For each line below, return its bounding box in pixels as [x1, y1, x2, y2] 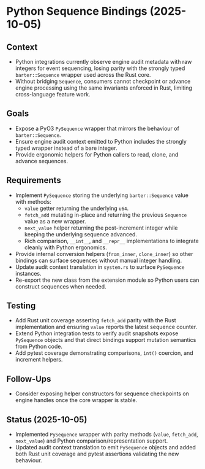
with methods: [15, 198, 52, 205]
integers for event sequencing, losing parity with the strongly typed [15, 64, 185, 72]
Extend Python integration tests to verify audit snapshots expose [15, 330, 179, 337]
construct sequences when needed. [15, 282, 106, 290]
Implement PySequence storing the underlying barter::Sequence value [15, 192, 188, 199]
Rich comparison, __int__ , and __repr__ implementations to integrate [24, 237, 199, 244]
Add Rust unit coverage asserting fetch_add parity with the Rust [15, 317, 176, 324]
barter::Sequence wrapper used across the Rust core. [15, 71, 151, 78]
